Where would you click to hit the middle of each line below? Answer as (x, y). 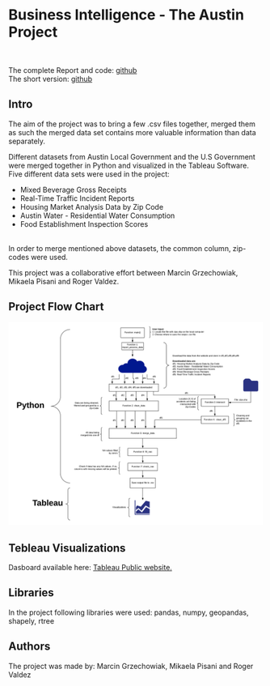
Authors (30, 647)
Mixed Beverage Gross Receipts (73, 190)
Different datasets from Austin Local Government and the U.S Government (132, 156)
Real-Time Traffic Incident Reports (77, 198)
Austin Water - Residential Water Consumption (97, 215)
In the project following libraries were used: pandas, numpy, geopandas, (129, 612)
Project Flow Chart (56, 307)
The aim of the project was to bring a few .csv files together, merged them (132, 124)
